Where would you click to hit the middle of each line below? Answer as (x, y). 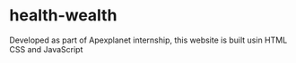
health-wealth (63, 16)
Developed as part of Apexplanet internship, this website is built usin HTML (148, 40)
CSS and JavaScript (46, 49)
